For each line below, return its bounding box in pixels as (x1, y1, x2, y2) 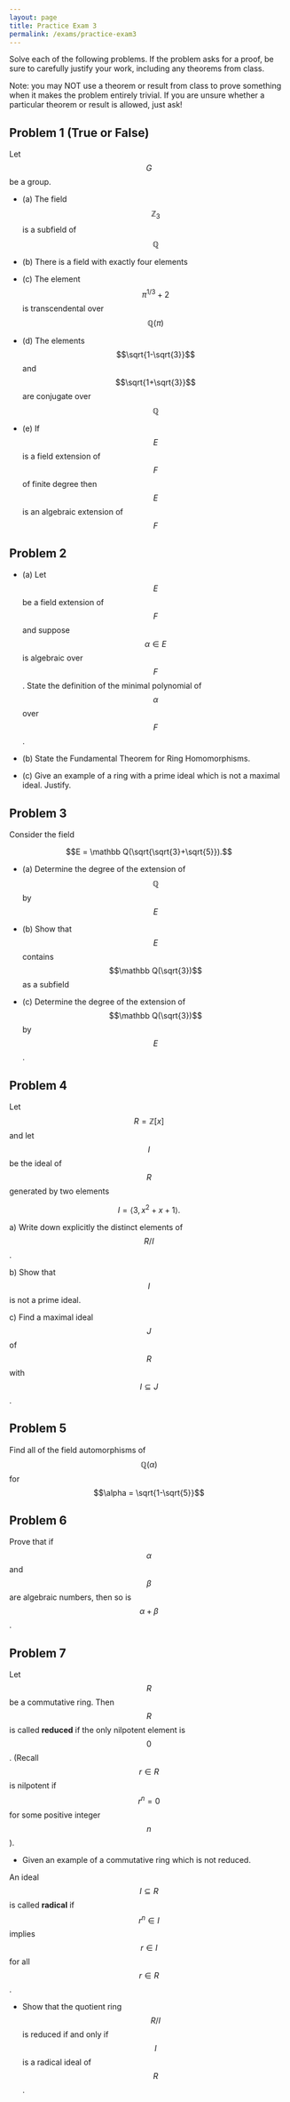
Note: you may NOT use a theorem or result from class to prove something (9, 81, 282, 92)
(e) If (21, 423, 40, 434)
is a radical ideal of (21, 2057, 91, 2067)
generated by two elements (9, 1186, 110, 1196)
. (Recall (9, 1753, 39, 1763)
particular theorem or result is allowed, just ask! (9, 100, 184, 110)
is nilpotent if (9, 1780, 57, 1791)
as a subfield (21, 979, 69, 990)
